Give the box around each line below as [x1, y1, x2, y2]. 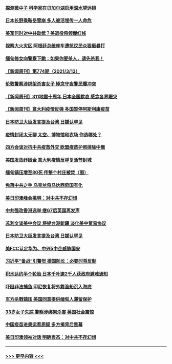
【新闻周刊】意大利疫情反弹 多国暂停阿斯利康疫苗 [5, 106, 110, 112]
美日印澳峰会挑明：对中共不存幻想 [5, 195, 77, 201]
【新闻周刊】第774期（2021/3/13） [5, 68, 80, 74]
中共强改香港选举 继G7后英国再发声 [5, 207, 80, 213]
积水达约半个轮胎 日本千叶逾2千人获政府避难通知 [5, 271, 109, 277]
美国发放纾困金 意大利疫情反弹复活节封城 [5, 157, 92, 163]
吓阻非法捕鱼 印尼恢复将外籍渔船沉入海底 [5, 283, 92, 289]
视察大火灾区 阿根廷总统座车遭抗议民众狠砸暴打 [5, 42, 105, 49]
